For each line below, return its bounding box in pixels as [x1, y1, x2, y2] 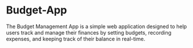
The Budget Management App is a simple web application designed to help [6, 23, 187, 30]
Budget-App [6, 4, 67, 17]
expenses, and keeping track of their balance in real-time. [6, 35, 146, 42]
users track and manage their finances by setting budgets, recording [6, 29, 171, 36]
